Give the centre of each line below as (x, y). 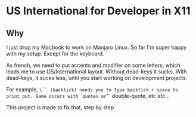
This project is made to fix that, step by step (60, 107)
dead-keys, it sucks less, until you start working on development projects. (97, 78)
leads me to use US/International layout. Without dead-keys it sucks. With (97, 72)
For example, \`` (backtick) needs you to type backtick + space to (92, 90)
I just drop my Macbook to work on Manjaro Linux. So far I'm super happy (97, 47)
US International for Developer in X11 (98, 11)
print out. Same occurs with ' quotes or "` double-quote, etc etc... (88, 96)
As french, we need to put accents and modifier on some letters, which (93, 65)
